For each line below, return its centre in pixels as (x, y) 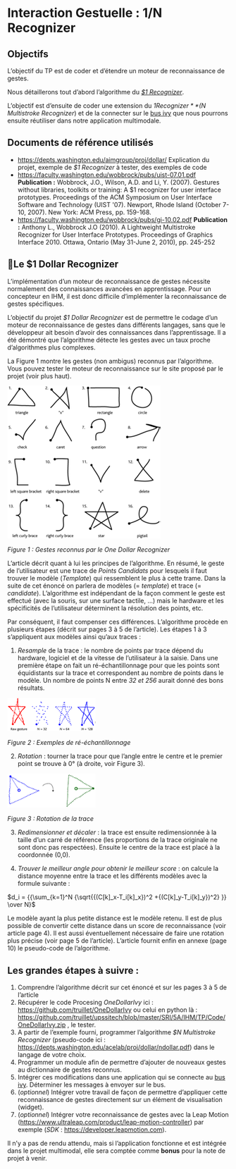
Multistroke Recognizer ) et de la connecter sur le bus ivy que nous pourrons (118, 113)
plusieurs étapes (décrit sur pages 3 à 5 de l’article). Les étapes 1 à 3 (107, 629)
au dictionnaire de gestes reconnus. (69, 1070)
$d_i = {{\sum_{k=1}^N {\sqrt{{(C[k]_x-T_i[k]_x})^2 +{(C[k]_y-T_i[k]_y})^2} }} (117, 897)
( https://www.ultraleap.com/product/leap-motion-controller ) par (111, 1122)
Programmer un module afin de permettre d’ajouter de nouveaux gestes (122, 1062)
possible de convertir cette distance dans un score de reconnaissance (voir (117, 926)
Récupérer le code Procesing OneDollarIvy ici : (85, 1002)
